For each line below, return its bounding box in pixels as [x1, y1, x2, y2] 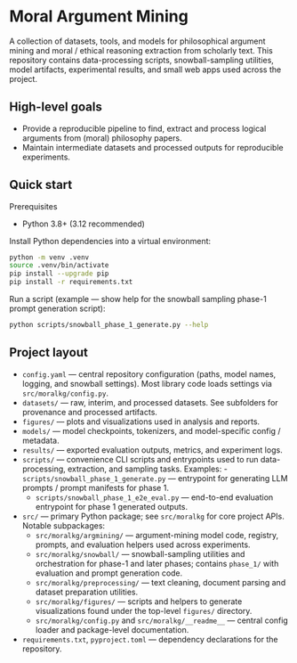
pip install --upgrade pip [9, 269, 109, 278]
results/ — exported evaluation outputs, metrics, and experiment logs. [21, 444, 283, 455]
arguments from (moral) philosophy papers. [21, 132, 182, 143]
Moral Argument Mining [9, 6, 189, 27]
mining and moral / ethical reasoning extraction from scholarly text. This [9, 45, 273, 55]
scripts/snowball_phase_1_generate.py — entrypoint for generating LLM [21, 472, 288, 483]
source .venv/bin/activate [9, 261, 109, 270]
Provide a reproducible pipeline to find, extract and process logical [21, 123, 267, 134]
